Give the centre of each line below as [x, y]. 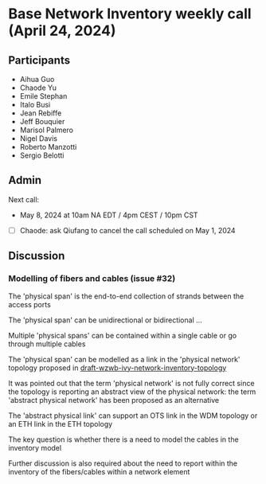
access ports [30, 304]
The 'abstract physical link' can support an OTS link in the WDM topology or [133, 416]
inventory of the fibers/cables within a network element [99, 471]
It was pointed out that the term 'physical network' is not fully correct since [131, 383]
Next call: [24, 199]
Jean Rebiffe [41, 113]
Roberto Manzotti [48, 147]
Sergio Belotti [42, 155]
